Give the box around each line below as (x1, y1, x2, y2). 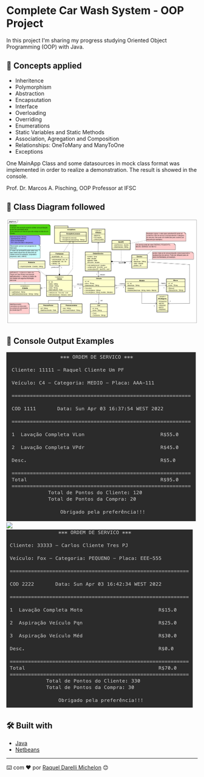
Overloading (15, 109, 47, 116)
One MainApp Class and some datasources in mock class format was (6, 159, 180, 167)
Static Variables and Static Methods (15, 128, 105, 135)
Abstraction (15, 89, 44, 97)
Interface (15, 103, 38, 110)
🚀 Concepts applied (6, 61, 82, 71)
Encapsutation (15, 96, 52, 103)
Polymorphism (15, 83, 52, 91)
